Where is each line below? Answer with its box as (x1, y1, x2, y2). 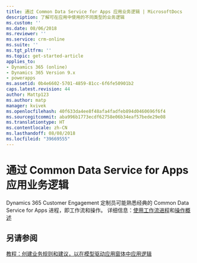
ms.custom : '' (6, 20, 42, 26)
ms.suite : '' (6, 42, 39, 48)
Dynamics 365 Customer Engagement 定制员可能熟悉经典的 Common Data (6, 199, 189, 206)
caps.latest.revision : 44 (6, 86, 70, 92)
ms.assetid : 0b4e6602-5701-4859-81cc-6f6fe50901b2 (6, 81, 134, 87)
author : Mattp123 (6, 92, 49, 98)
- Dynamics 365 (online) (6, 64, 68, 70)
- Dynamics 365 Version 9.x (6, 70, 76, 76)
